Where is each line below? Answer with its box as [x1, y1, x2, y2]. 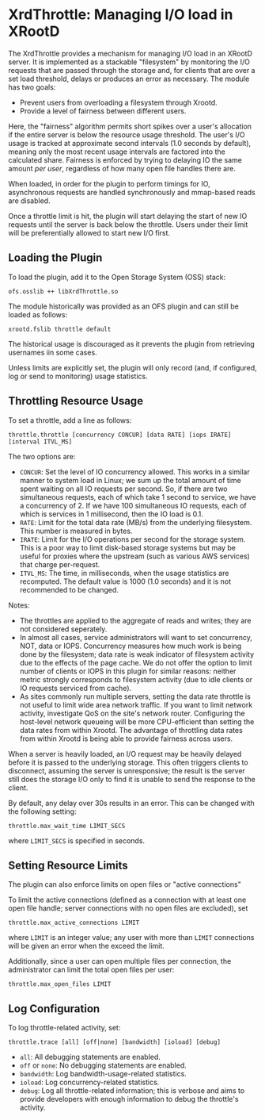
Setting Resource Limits [8, 858, 128, 872]
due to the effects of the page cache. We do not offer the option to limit [19, 658, 252, 667]
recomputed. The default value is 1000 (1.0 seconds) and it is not [19, 577, 232, 586]
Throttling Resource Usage [8, 394, 144, 408]
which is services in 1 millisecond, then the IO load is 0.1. [19, 509, 204, 519]
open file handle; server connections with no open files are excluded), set [8, 903, 248, 913]
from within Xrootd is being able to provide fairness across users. [19, 734, 233, 743]
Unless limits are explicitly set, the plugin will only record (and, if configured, [8, 362, 257, 372]
